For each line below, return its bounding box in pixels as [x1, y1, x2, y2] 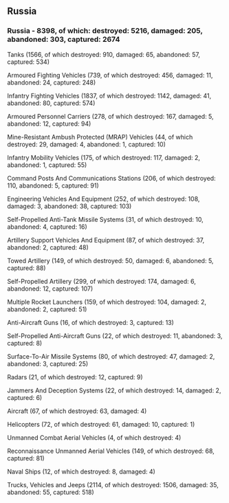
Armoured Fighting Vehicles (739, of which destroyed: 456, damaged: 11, [7, 71, 213, 79]
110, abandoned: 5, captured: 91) [7, 181, 100, 190]
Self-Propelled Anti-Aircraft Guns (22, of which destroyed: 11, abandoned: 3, [7, 331, 223, 339]
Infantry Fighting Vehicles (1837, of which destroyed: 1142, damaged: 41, [7, 91, 212, 100]
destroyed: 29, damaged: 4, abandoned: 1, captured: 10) [7, 140, 166, 148]
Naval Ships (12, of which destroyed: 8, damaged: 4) [7, 467, 156, 476]
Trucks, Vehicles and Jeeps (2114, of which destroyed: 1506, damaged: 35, [7, 480, 219, 489]
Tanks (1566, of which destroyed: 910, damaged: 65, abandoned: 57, [7, 50, 201, 58]
